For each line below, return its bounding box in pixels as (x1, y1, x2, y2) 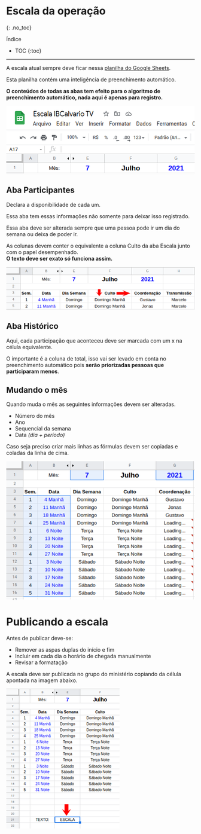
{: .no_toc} (6, 24, 32, 31)
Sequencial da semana (14, 425, 71, 432)
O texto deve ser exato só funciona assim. (6, 255, 113, 262)
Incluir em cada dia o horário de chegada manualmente (14, 653, 151, 660)
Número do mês (14, 413, 55, 420)
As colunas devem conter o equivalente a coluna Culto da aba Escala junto (6, 242, 190, 249)
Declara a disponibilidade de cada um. (6, 201, 100, 208)
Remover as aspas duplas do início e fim (14, 646, 115, 653)
